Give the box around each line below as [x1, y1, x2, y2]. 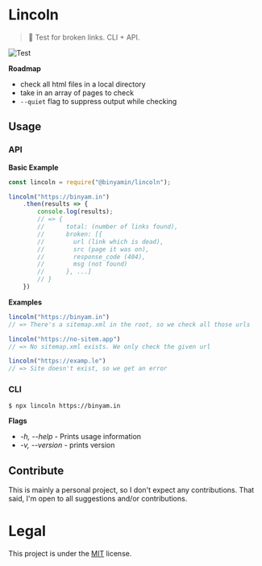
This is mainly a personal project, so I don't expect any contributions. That [8, 485, 255, 495]
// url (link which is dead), [37, 237, 164, 245]
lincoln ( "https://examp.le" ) [8, 357, 106, 365]
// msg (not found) [37, 260, 128, 268]
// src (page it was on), [37, 245, 150, 254]
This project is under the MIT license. [8, 549, 132, 559]
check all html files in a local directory [19, 79, 147, 89]
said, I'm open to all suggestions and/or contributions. [8, 494, 188, 504]
